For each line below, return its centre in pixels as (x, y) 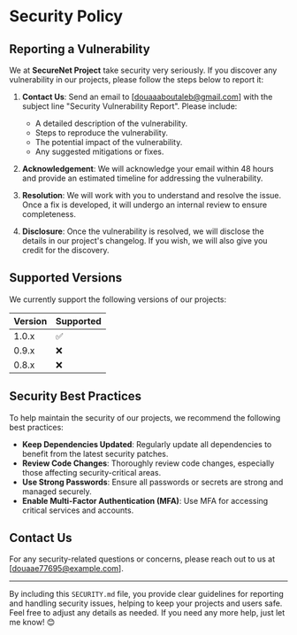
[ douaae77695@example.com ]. (66, 569)
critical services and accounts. (78, 510)
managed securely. (57, 491)
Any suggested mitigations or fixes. (99, 151)
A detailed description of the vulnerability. (111, 123)
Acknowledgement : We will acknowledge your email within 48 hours (148, 169)
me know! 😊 (32, 623)
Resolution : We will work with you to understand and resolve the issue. (151, 195)
